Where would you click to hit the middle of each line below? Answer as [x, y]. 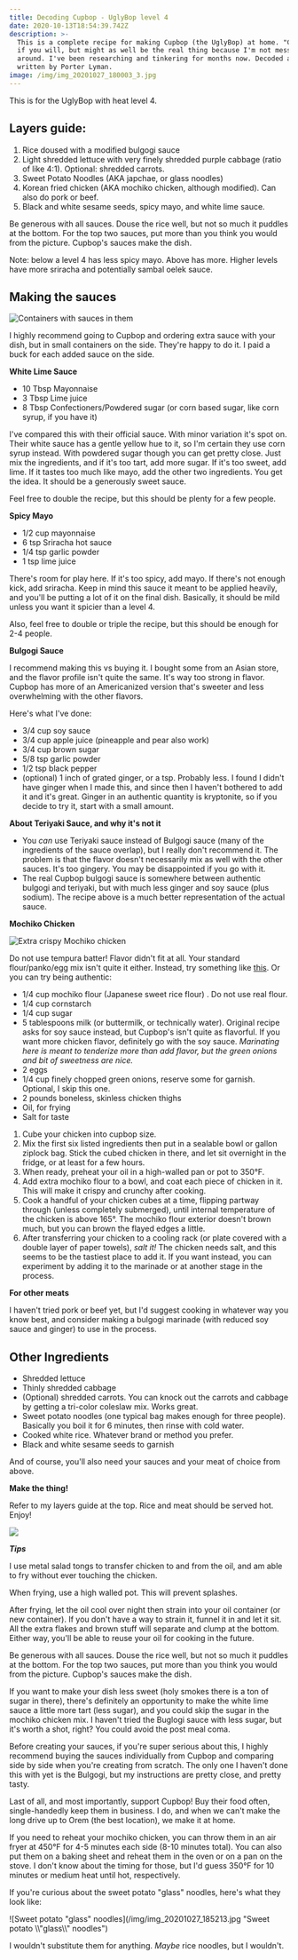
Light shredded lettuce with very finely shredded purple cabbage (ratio [152, 159]
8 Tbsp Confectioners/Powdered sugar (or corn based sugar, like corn [150, 408]
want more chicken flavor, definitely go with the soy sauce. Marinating [150, 1042]
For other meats [39, 1293]
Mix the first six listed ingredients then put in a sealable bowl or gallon [149, 1144]
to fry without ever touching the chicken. [83, 1575]
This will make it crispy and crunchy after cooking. [114, 1191]
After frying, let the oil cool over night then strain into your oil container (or [145, 1610]
